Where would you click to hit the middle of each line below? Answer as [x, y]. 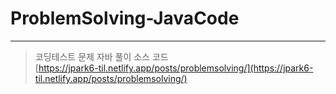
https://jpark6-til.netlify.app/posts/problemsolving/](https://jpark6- [176, 68]
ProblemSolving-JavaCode [125, 18]
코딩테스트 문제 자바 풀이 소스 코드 [101, 56]
